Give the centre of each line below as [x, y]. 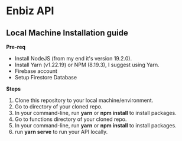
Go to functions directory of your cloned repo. [71, 119]
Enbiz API [30, 11]
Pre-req [16, 47]
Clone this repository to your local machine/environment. [84, 100]
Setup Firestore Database [46, 77]
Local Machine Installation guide [67, 33]
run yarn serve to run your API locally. [61, 132]
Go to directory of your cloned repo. [58, 107]
